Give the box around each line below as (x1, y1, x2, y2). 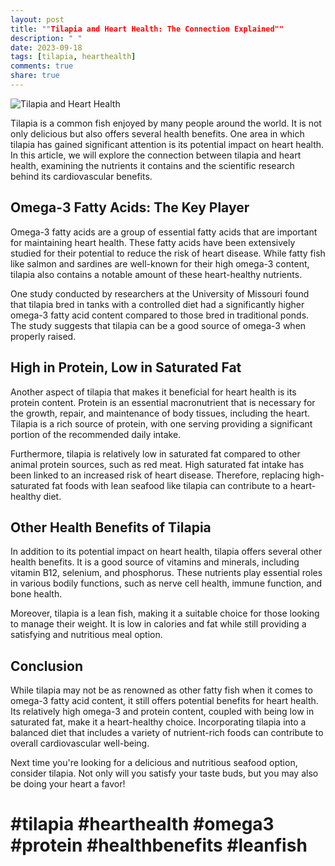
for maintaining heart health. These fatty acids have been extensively (10, 236, 296, 248)
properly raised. (10, 330, 77, 342)
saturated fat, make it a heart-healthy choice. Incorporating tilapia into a (10, 716, 307, 728)
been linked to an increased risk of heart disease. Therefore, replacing (10, 469, 301, 481)
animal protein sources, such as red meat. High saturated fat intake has (10, 458, 305, 470)
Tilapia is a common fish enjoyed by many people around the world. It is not (10, 117, 322, 129)
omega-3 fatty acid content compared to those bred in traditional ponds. (10, 309, 310, 321)
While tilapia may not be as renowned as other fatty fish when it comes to (10, 684, 313, 696)
